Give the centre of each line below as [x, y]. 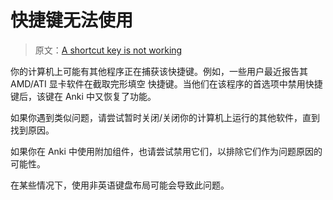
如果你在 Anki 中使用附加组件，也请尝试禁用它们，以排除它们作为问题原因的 [166, 151]
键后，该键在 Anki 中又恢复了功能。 [83, 96]
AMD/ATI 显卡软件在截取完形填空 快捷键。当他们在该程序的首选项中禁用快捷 [166, 83]
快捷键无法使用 [72, 20]
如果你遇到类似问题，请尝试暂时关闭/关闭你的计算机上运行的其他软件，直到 [165, 117]
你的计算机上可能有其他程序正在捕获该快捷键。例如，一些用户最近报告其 [159, 71]
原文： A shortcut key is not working [108, 50]
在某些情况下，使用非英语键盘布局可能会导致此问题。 [120, 185]
